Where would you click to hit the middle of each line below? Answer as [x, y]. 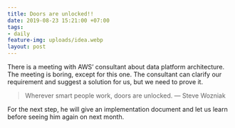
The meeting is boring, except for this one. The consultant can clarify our [115, 74]
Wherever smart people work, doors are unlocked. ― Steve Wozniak [125, 95]
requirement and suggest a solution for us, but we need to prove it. [105, 82]
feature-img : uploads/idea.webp [55, 40]
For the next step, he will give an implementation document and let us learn [117, 109]
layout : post [27, 47]
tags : [15, 27]
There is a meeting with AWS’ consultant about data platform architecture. [116, 67]
